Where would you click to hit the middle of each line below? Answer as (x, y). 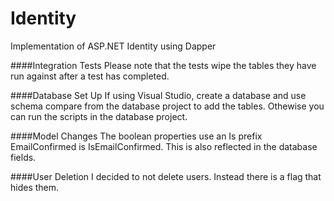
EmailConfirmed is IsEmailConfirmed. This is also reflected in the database (164, 146)
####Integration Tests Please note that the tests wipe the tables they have (163, 65)
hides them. (35, 187)
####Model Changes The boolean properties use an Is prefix (136, 136)
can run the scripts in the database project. (99, 116)
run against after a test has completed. (90, 76)
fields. (23, 157)
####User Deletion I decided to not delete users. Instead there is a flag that (166, 176)
